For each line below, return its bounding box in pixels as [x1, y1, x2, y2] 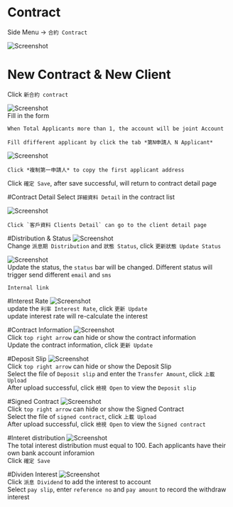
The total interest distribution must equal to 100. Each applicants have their [7, 441, 226, 449]
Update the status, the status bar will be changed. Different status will [7, 262, 213, 271]
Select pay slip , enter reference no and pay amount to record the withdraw [7, 485, 227, 493]
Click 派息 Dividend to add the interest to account [7, 477, 151, 486]
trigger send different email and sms [7, 270, 112, 279]
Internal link [7, 284, 50, 292]
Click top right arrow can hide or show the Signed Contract [7, 405, 185, 413]
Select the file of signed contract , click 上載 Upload [7, 412, 157, 420]
